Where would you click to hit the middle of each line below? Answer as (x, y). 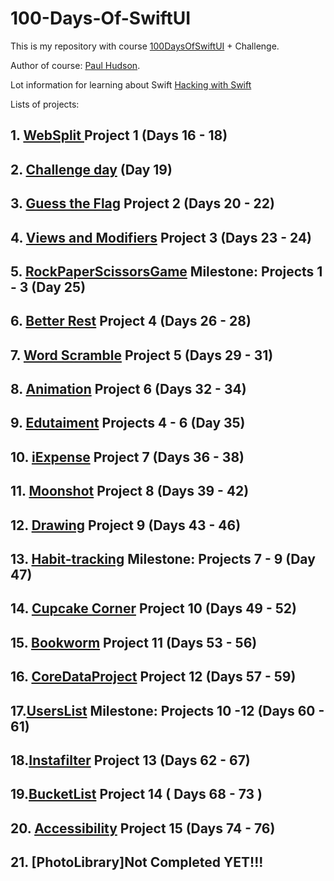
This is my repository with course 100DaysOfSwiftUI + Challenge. (145, 46)
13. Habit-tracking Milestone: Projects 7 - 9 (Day (163, 559)
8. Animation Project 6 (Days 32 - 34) (128, 389)
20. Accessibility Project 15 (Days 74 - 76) (143, 828)
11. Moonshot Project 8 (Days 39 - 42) (130, 491)
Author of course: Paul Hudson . (75, 65)
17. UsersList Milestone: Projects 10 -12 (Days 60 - (167, 710)
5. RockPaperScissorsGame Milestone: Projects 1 (166, 271)
